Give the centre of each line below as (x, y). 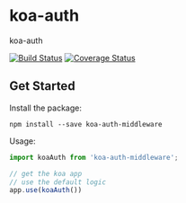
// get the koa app (46, 173)
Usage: (22, 141)
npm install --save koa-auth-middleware (86, 124)
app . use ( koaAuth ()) (46, 190)
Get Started (42, 86)
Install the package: (46, 108)
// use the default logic (58, 182)
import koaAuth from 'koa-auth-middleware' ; (94, 157)
